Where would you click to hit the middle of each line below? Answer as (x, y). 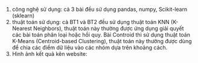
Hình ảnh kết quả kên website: (49, 54)
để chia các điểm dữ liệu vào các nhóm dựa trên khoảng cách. (90, 47)
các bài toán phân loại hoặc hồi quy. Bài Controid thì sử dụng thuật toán (101, 35)
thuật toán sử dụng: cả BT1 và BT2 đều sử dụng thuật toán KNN (91, 22)
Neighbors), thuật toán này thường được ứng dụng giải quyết (108, 28)
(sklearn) (23, 16)
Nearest (22, 28)
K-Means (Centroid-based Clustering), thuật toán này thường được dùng (102, 41)
